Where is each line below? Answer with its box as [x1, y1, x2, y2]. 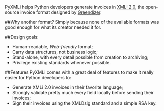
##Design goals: [5, 34, 39, 40]
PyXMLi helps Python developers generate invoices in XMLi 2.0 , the [5, 4, 145, 10]
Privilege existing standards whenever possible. [12, 60, 111, 65]
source [5, 9, 20, 15]
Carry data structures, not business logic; [12, 49, 98, 55]
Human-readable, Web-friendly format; [12, 44, 93, 49]
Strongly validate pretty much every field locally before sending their [12, 90, 154, 95]
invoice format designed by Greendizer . [20, 9, 102, 15]
